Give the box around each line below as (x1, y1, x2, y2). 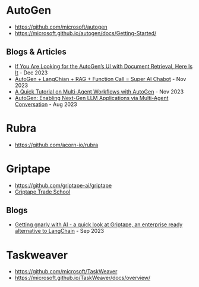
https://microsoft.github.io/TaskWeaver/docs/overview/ (14, 274, 151, 282)
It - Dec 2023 (14, 69, 48, 76)
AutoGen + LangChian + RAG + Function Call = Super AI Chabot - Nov (14, 75, 187, 82)
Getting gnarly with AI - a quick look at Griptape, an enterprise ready (14, 221, 183, 228)
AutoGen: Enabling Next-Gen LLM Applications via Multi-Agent (14, 94, 169, 101)
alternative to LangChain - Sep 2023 (14, 227, 105, 235)
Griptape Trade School (14, 188, 71, 195)
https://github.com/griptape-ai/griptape (14, 182, 112, 189)
